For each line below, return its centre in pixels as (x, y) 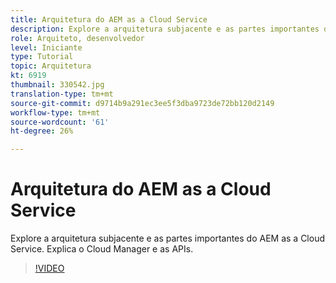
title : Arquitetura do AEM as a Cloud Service (109, 19)
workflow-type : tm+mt (55, 112)
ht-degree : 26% (42, 131)
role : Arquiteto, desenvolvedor (77, 38)
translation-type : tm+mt (62, 94)
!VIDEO (49, 268)
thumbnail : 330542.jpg (57, 85)
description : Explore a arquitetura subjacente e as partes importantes (165, 29)
